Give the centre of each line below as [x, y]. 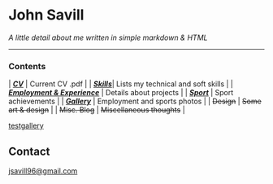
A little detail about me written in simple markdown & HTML [108, 37]
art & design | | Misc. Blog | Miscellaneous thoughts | [97, 110]
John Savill [46, 15]
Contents [27, 66]
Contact [29, 151]
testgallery [26, 126]
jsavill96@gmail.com [43, 171]
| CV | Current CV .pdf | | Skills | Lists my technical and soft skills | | [121, 84]
